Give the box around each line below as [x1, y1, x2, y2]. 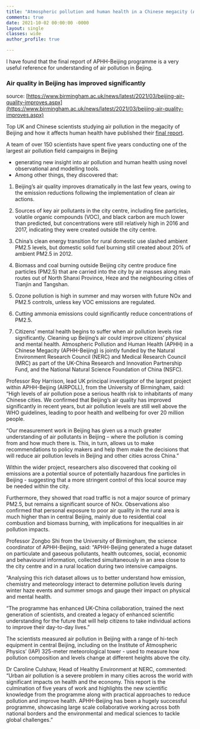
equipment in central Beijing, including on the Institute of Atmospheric [6, 642, 177, 649]
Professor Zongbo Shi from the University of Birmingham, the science [6, 537, 177, 545]
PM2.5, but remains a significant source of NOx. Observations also [6, 500, 170, 508]
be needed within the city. [6, 483, 70, 490]
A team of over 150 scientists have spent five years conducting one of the [6, 141, 187, 148]
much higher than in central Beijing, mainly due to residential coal [6, 513, 167, 521]
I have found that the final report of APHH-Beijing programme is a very [6, 58, 179, 65]
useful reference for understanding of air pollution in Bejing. [6, 64, 153, 71]
